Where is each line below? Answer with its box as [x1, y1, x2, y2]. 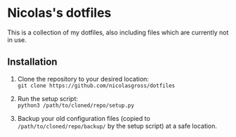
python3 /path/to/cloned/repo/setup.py [17, 102, 135, 109]
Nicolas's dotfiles [7, 5, 112, 21]
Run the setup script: [17, 94, 79, 103]
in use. [7, 35, 27, 44]
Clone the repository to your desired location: [17, 74, 150, 83]
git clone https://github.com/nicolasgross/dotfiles [17, 82, 176, 89]
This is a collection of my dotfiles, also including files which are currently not [7, 28, 229, 37]
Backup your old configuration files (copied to [17, 114, 151, 122]
